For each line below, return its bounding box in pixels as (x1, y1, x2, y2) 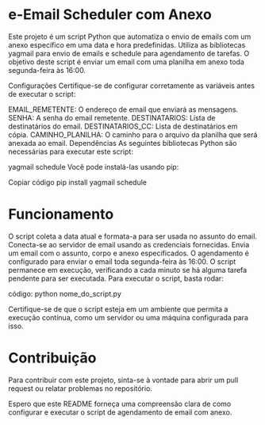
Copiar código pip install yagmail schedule (8, 177, 148, 187)
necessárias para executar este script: (8, 147, 133, 156)
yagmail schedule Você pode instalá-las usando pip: (8, 162, 179, 171)
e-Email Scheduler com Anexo (8, 6, 212, 24)
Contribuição (8, 349, 97, 367)
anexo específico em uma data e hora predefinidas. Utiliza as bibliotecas (8, 40, 246, 49)
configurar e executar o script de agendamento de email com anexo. (8, 407, 232, 417)
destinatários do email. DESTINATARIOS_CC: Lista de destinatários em (8, 121, 238, 131)
